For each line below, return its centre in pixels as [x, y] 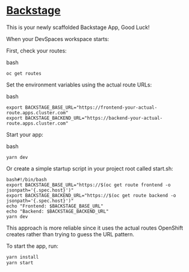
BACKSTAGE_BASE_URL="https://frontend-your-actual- [91, 107]
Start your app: [25, 134]
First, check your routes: [37, 50]
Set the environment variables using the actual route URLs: [79, 85]
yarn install [23, 257]
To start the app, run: [32, 246]
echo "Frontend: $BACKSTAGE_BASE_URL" [55, 206]
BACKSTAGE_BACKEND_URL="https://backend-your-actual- [94, 118]
